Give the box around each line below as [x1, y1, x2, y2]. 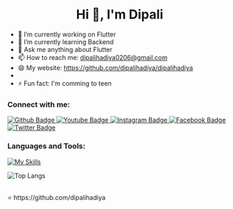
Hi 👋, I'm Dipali [76, 6, 164, 23]
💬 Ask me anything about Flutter [17, 45, 113, 53]
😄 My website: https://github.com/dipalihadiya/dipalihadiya [17, 63, 194, 72]
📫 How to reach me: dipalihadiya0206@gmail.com [17, 53, 168, 61]
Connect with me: [7, 99, 71, 109]
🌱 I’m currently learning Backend [17, 37, 114, 46]
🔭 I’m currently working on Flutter [17, 30, 116, 39]
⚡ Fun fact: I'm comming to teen [17, 78, 112, 88]
